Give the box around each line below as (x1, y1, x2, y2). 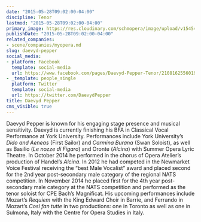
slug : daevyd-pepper (6, 48, 58, 54)
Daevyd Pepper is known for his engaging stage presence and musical (6, 120, 181, 127)
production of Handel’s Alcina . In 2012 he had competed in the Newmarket (6, 158, 190, 165)
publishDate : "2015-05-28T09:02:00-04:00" (6, 31, 114, 37)
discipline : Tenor (6, 14, 52, 20)
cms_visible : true (6, 103, 52, 110)
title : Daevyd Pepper (6, 98, 60, 104)
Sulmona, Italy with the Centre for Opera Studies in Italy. (6, 209, 145, 216)
